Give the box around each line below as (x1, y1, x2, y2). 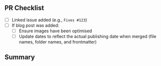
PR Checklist (4, 4, 44, 12)
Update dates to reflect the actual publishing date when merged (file (19, 34, 157, 39)
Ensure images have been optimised (19, 28, 92, 34)
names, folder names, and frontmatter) (19, 39, 97, 45)
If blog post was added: (11, 22, 60, 28)
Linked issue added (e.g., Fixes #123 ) (11, 17, 87, 22)
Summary (4, 53, 35, 62)
